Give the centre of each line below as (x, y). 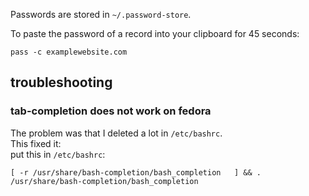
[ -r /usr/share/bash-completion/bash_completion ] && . (136, 172)
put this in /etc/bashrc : (58, 154)
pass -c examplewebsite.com (69, 52)
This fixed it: (36, 143)
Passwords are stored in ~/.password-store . (101, 14)
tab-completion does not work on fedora (111, 111)
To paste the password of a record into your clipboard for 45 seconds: (155, 33)
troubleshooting (61, 82)
